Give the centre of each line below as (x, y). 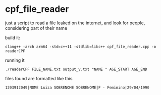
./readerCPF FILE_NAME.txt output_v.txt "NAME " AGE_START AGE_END (76, 69)
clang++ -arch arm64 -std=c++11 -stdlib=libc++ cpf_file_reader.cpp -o (80, 47)
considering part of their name (36, 28)
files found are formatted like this (39, 78)
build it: (13, 38)
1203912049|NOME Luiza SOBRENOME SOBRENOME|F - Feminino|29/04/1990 (77, 88)
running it (15, 60)
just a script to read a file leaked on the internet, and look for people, (75, 23)
